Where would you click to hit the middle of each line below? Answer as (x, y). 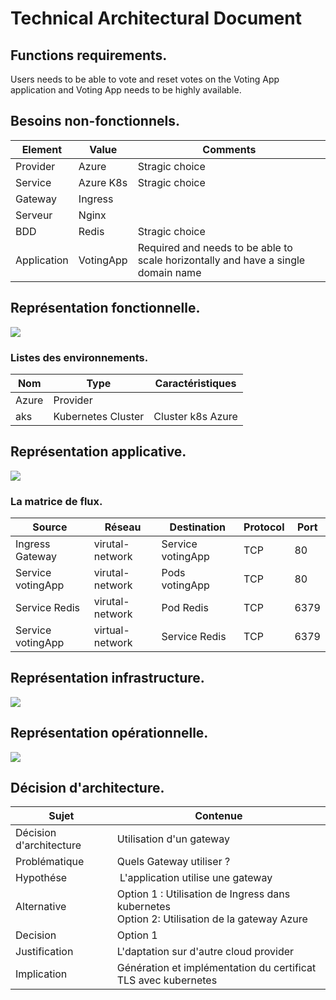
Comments (229, 149)
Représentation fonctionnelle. (105, 308)
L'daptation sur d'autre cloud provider (205, 952)
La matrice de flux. (56, 501)
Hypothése (41, 878)
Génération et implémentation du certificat (216, 968)
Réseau (123, 527)
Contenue (218, 816)
